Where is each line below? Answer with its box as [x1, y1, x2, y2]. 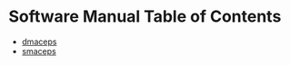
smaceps [21, 45, 56, 56]
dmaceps [21, 36, 57, 47]
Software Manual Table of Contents [8, 6, 282, 27]
